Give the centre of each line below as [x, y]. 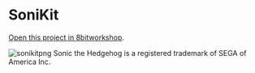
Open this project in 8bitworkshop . [66, 37]
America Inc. [30, 62]
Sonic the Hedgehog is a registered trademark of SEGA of [150, 53]
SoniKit [34, 15]
